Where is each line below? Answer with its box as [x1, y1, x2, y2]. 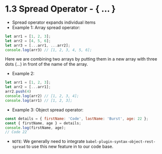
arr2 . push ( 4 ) [5, 89, 32, 94]
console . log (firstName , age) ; [5, 125, 66, 130]
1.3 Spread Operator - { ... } [5, 3, 116, 15]
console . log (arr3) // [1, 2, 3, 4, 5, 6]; [5, 47, 92, 52]
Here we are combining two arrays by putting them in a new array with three [5, 56, 158, 62]
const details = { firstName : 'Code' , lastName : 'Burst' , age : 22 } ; [5, 116, 149, 121]
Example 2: [12, 71, 35, 77]
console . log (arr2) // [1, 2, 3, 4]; [5, 93, 79, 99]
